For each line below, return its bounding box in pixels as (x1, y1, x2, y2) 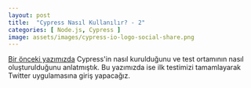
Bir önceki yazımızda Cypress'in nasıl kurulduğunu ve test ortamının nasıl (8, 55, 245, 64)
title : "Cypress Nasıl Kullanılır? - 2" (8, 19, 146, 26)
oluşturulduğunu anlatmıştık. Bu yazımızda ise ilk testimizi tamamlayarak (8, 63, 242, 72)
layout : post (8, 11, 51, 19)
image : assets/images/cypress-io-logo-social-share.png (8, 33, 195, 41)
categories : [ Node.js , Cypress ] (8, 26, 122, 33)
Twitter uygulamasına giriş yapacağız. (8, 71, 131, 80)
